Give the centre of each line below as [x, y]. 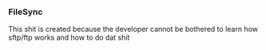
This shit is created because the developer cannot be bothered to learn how [133, 29]
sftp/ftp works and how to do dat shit [69, 37]
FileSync [26, 12]
